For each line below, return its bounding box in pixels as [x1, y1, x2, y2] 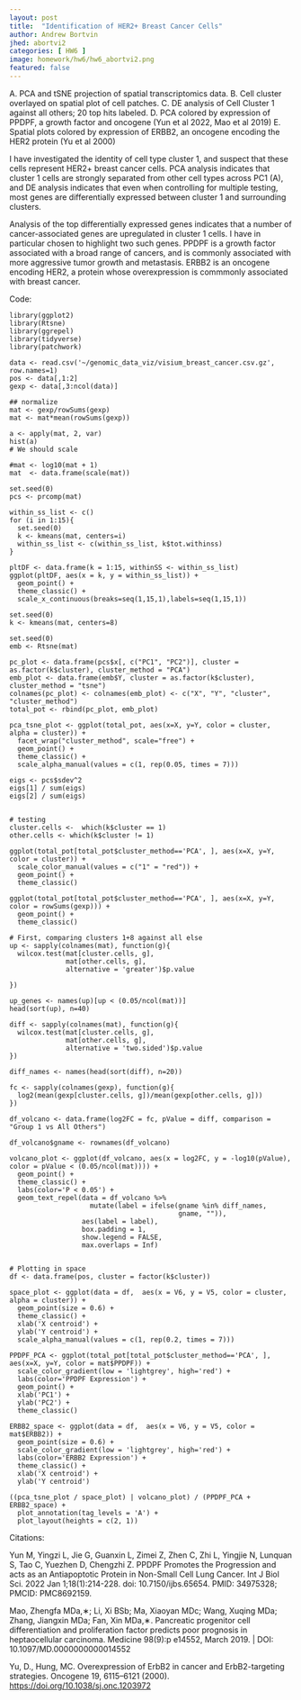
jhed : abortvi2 [9, 38, 66, 48]
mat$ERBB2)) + [9, 1429, 63, 1439]
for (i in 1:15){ [9, 515, 75, 525]
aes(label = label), [81, 1216, 159, 1225]
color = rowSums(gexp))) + [9, 901, 111, 910]
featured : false [9, 64, 70, 73]
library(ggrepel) [9, 326, 75, 336]
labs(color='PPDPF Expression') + [17, 1374, 146, 1383]
